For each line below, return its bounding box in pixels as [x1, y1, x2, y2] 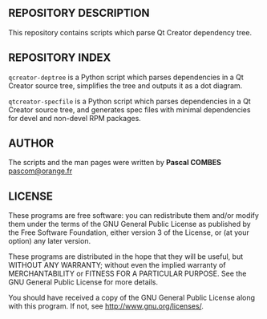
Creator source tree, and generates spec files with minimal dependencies [8, 104, 251, 115]
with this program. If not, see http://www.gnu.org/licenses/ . [8, 301, 204, 311]
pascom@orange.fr [8, 166, 73, 176]
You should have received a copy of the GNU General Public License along [8, 293, 255, 303]
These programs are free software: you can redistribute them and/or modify [8, 211, 259, 220]
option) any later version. [8, 236, 91, 246]
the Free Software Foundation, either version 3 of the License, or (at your [8, 228, 250, 237]
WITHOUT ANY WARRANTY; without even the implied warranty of [8, 260, 226, 270]
